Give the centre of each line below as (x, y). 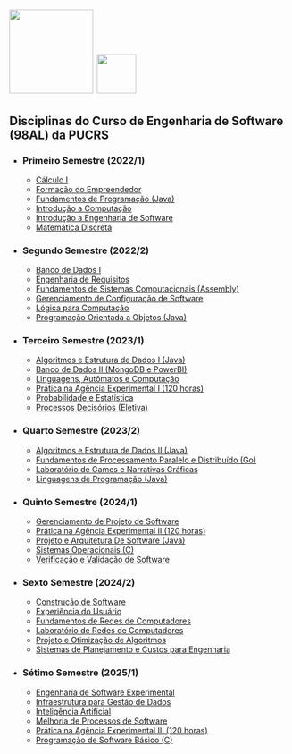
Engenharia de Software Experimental (105, 692)
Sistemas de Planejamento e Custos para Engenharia (133, 649)
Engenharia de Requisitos (82, 280)
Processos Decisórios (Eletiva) (92, 408)
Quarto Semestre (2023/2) (81, 431)
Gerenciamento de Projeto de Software (107, 521)
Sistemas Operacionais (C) (85, 550)
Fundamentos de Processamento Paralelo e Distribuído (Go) (146, 460)
